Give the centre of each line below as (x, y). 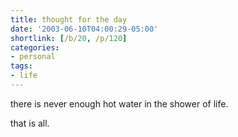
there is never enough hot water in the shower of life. (119, 103)
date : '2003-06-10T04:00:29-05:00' (84, 29)
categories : (35, 47)
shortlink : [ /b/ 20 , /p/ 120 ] (69, 38)
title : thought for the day (69, 19)
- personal (33, 57)
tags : (21, 66)
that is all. (30, 123)
